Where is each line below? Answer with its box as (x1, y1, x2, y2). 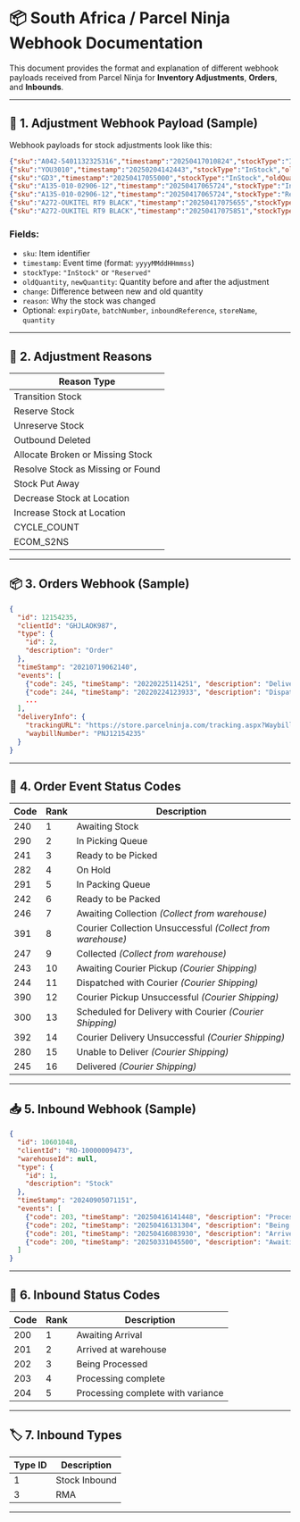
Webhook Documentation (9, 33, 204, 54)
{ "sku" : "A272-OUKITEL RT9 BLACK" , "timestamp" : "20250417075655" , (9, 198, 254, 207)
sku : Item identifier (21, 248, 91, 259)
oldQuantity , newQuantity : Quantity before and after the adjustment (21, 277, 270, 288)
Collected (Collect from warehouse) (76, 948, 228, 960)
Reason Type (58, 375, 116, 388)
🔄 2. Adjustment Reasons (9, 348, 153, 364)
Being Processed (76, 1358, 148, 1370)
